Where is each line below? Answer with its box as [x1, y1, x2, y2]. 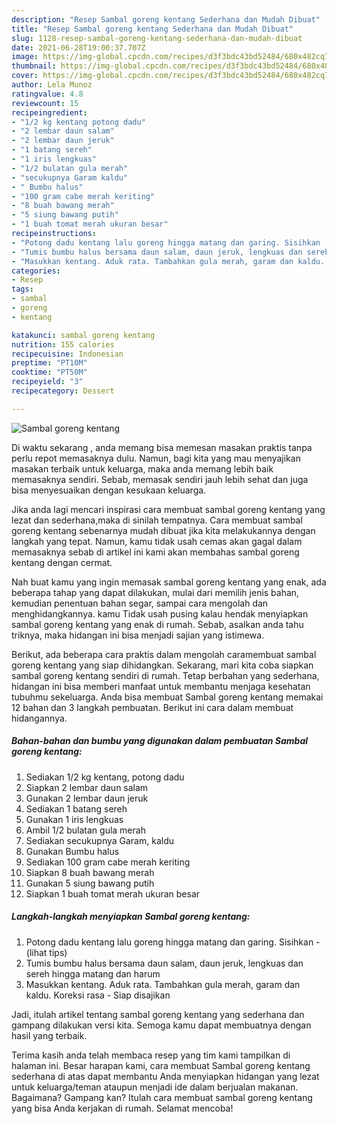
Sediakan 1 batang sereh [25, 802, 128, 815]
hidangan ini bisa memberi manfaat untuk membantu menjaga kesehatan [11, 680, 311, 692]
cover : [11, 71, 39, 81]
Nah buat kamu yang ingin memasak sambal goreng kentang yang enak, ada [11, 576, 327, 588]
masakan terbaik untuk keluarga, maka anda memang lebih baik [11, 462, 274, 475]
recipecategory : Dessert [11, 386, 115, 396]
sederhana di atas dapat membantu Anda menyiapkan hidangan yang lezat [11, 1070, 320, 1082]
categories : [11, 266, 61, 276]
